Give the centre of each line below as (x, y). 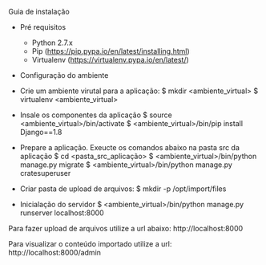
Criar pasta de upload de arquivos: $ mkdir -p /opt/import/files (123, 189)
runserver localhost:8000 (62, 213)
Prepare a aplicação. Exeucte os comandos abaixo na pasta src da (130, 147)
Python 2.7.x (52, 43)
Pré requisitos (43, 27)
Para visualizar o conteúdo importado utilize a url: (90, 244)
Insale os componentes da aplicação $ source (96, 115)
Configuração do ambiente (64, 75)
